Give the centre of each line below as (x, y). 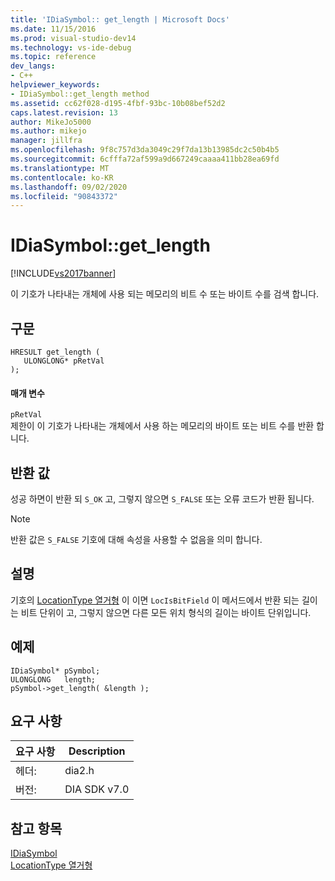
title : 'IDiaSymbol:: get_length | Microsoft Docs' (120, 19)
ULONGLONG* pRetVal (64, 361)
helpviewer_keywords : (55, 85)
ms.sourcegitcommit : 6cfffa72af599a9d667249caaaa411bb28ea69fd (145, 159)
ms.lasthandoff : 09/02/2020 (69, 187)
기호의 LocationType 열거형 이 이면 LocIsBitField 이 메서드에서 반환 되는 (155, 600)
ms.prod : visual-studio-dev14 (73, 38)
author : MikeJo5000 (51, 122)
